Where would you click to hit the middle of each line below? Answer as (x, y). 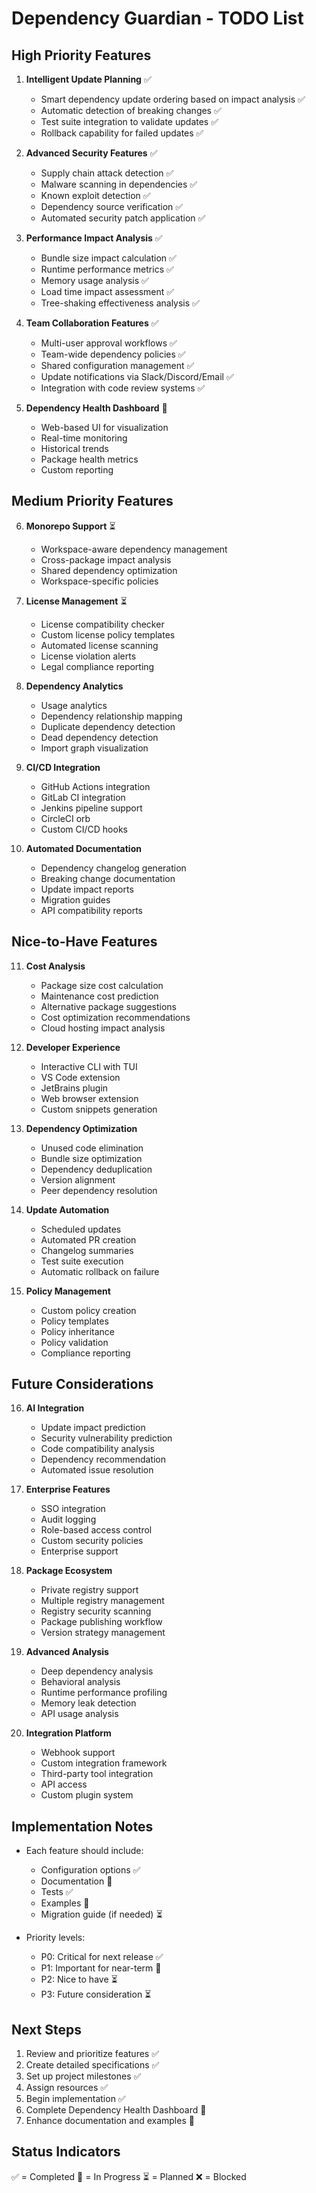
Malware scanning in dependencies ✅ (119, 184)
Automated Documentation (83, 848)
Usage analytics (74, 705)
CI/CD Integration (63, 767)
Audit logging (68, 1519)
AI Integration (55, 1408)
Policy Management (68, 1291)
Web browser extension (89, 1098)
